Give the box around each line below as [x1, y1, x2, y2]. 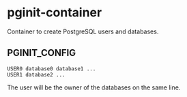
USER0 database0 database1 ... [7, 65, 96, 72]
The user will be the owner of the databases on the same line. [7, 83, 181, 92]
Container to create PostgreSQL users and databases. [7, 27, 159, 36]
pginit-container [7, 5, 102, 20]
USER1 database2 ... [7, 71, 66, 78]
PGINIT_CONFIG [7, 47, 76, 59]
